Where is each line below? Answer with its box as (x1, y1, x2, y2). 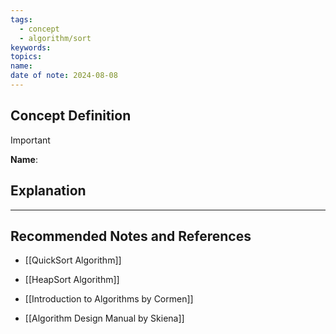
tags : (10, 14, 33, 25)
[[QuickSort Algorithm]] (24, 254, 122, 266)
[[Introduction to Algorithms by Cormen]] (24, 293, 194, 305)
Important (10, 134, 51, 146)
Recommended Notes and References (10, 227, 252, 245)
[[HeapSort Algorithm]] (24, 274, 120, 286)
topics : (10, 52, 43, 62)
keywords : (10, 42, 52, 53)
